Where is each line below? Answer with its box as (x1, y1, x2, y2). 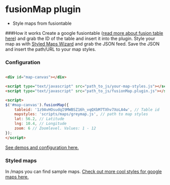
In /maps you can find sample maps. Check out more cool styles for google (5, 168, 162, 175)
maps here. (5, 174, 29, 180)
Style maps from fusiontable (12, 20, 72, 26)
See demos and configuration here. (5, 144, 79, 150)
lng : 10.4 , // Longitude (14, 121, 67, 126)
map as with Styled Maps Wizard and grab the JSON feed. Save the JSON (5, 40, 160, 47)
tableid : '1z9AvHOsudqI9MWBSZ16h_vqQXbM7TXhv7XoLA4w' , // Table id (14, 107, 159, 112)
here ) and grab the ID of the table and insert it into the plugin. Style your (5, 35, 155, 41)
